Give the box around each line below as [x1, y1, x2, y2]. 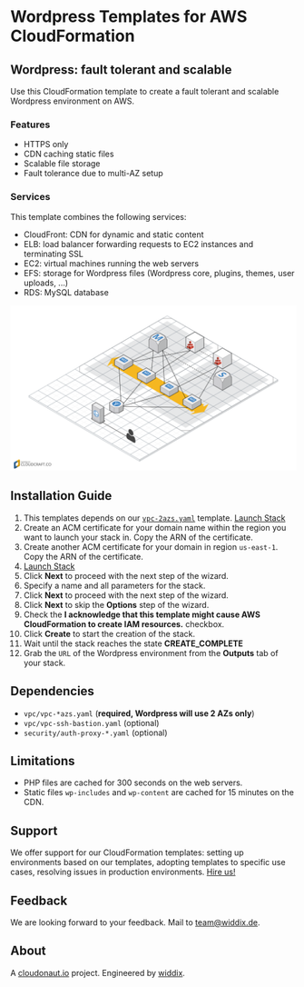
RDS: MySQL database [23, 286, 110, 297]
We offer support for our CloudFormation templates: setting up [10, 847, 244, 858]
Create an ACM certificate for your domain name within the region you [23, 522, 287, 533]
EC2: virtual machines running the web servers [23, 257, 199, 269]
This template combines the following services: [10, 211, 187, 222]
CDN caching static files [23, 148, 114, 160]
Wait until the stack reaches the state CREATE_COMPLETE [23, 638, 244, 649]
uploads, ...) [23, 277, 69, 288]
